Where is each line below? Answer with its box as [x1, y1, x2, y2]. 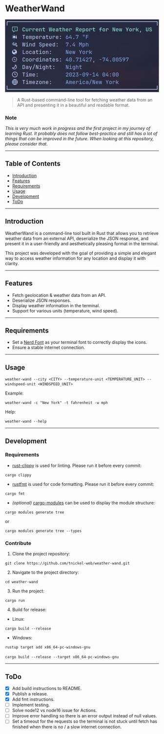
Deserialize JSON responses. [12, 297, 71, 303]
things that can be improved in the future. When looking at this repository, [5, 136, 154, 142]
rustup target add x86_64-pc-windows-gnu [5, 645, 91, 650]
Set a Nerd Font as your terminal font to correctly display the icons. [12, 339, 147, 345]
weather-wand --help [5, 419, 47, 424]
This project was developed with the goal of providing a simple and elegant [5, 250, 156, 256]
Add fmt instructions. [12, 696, 55, 702]
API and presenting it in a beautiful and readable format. [17, 102, 130, 108]
